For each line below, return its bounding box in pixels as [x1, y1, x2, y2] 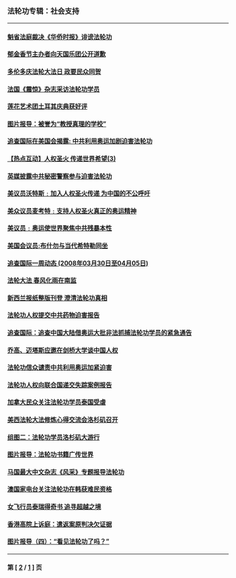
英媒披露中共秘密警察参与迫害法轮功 [7, 172, 112, 180]
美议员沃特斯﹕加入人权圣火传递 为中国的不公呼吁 [7, 189, 151, 198]
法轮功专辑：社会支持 [7, 6, 79, 15]
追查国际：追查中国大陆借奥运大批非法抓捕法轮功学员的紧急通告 [7, 328, 192, 337]
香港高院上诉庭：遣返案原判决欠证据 [7, 520, 112, 528]
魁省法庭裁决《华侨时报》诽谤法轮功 [7, 32, 112, 41]
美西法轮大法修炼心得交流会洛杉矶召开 [7, 415, 118, 423]
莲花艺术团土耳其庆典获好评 [7, 102, 88, 110]
